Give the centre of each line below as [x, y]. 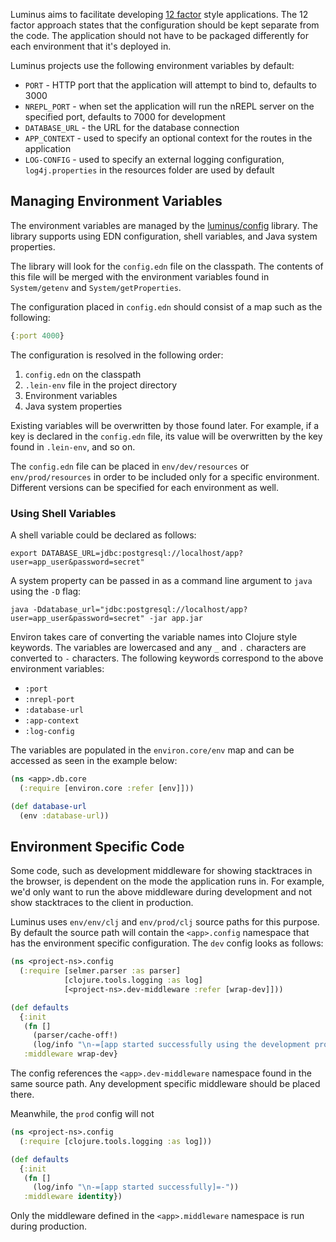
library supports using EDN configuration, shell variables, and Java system [164, 236]
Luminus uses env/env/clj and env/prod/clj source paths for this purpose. [165, 922]
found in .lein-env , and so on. [73, 446]
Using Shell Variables [63, 513]
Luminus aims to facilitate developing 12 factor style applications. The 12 [159, 14]
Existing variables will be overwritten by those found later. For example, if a [165, 425]
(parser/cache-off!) [75, 1035]
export [24, 553]
